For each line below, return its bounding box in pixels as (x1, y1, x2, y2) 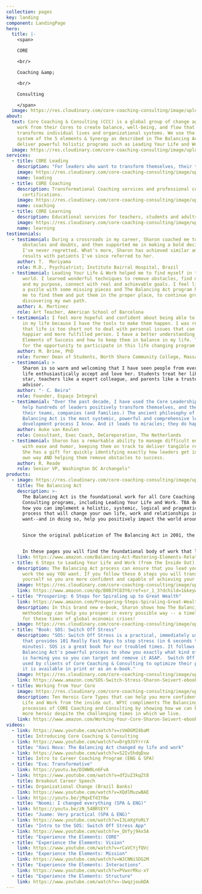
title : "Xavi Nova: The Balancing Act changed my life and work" (17, 744, 185, 750)
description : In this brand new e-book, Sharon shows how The (17, 604, 176, 610)
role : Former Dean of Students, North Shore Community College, (17, 353, 182, 360)
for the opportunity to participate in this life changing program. (22, 343, 198, 349)
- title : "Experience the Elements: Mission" (11, 851, 128, 857)
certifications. (22, 191, 63, 197)
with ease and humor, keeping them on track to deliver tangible (22, 443, 189, 449)
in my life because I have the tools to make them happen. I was (22, 320, 189, 326)
